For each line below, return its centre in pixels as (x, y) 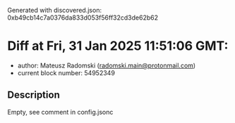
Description (34, 95)
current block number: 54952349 (66, 72)
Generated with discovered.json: (55, 10)
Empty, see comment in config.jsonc (60, 112)
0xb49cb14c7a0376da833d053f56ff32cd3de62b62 (83, 18)
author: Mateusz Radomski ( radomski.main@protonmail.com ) (107, 65)
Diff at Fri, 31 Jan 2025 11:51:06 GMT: (118, 46)
